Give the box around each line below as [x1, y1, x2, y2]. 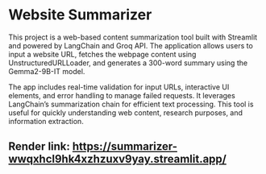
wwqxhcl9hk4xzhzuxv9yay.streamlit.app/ [8, 152, 227, 166]
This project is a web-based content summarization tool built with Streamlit [8, 32, 258, 42]
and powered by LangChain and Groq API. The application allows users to [8, 40, 254, 50]
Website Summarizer [8, 6, 152, 24]
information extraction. [8, 116, 85, 126]
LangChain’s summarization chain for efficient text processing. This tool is [8, 99, 254, 109]
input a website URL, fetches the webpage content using [8, 49, 197, 59]
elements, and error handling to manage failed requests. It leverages [8, 90, 235, 100]
